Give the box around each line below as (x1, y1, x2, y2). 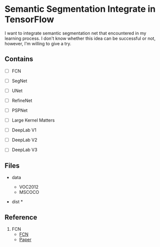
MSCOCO (19, 189, 40, 195)
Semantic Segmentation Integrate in (4, 3, 156, 15)
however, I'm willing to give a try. (4, 40, 72, 46)
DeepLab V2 (11, 137, 38, 143)
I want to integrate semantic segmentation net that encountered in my (4, 30, 147, 36)
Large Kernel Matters (11, 117, 55, 123)
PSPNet (11, 107, 28, 113)
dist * (11, 199, 23, 205)
